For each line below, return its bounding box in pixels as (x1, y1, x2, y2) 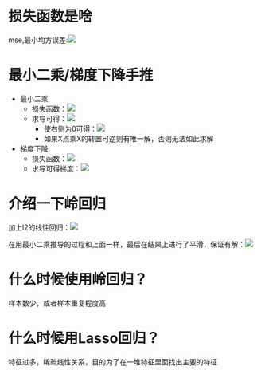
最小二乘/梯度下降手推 (8, 66, 154, 85)
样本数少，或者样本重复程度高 (8, 298, 106, 308)
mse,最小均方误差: (8, 35, 68, 45)
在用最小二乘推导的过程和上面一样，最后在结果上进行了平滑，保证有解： (8, 239, 245, 249)
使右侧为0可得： (43, 124, 98, 133)
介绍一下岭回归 (8, 195, 107, 213)
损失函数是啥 (8, 7, 93, 26)
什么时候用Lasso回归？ (8, 329, 161, 347)
